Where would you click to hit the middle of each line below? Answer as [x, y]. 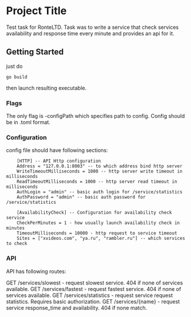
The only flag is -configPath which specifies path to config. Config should [95, 116]
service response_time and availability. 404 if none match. [77, 308]
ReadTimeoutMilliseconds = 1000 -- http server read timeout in [97, 182]
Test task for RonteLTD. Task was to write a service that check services [93, 27]
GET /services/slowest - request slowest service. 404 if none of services [95, 283]
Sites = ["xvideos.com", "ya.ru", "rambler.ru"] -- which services [101, 239]
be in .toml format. [29, 123]
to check [17, 244]
